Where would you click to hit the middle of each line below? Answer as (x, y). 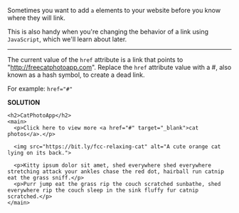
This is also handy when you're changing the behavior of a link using (108, 32)
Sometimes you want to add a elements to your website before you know (114, 10)
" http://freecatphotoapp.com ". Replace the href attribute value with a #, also (119, 67)
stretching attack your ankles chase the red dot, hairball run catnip (116, 172)
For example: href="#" (40, 89)
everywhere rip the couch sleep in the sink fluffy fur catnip (103, 190)
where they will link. (36, 18)
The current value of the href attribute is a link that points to (95, 59)
